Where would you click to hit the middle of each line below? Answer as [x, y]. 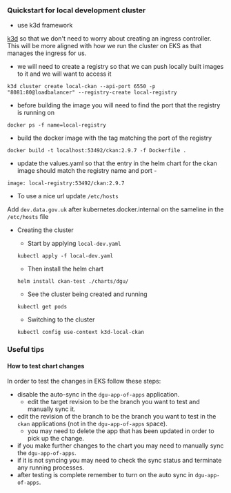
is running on [36, 113]
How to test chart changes [46, 366]
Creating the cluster [45, 230]
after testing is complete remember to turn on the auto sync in [105, 475]
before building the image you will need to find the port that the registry [119, 105]
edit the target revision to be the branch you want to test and [113, 402]
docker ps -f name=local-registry [57, 125]
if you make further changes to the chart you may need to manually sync [120, 445]
